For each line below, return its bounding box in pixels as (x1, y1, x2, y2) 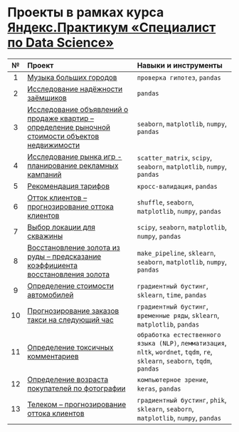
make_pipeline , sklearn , (137, 247, 216, 257)
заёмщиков (27, 93, 68, 103)
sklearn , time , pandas (137, 289, 207, 299)
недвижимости (27, 140, 80, 150)
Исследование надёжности (27, 83, 123, 93)
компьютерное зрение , (137, 374, 208, 384)
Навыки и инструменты (137, 60, 223, 70)
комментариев (27, 351, 80, 361)
